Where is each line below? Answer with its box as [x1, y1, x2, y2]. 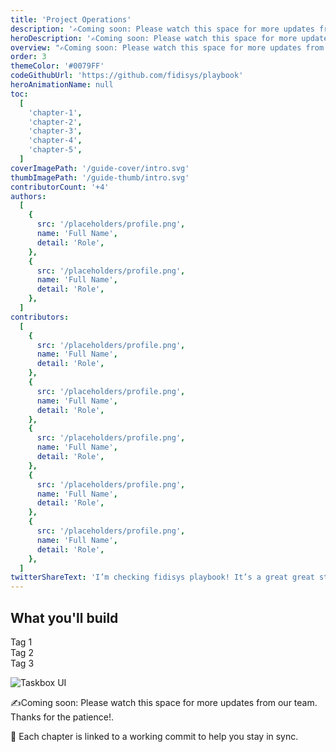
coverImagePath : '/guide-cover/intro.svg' [10, 163, 190, 173]
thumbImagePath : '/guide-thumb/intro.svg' [10, 172, 190, 183]
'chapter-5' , [28, 145, 83, 155]
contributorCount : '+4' [10, 182, 110, 192]
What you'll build [10, 609, 119, 626]
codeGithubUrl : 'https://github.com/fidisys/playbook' [10, 71, 244, 81]
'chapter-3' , [28, 126, 83, 136]
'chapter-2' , [28, 117, 83, 127]
